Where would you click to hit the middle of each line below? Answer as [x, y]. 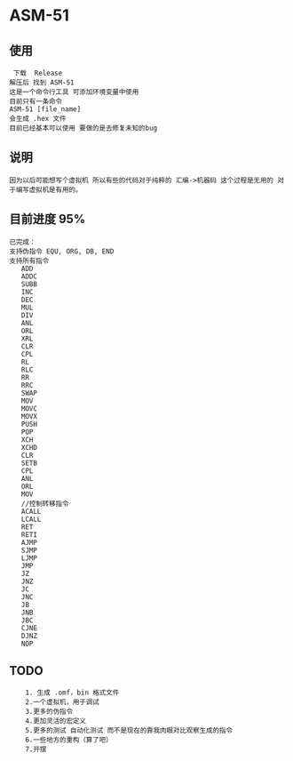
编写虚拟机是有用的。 [49, 189]
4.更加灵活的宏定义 [56, 721]
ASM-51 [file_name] [45, 109]
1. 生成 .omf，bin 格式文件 [72, 693]
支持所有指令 [29, 260]
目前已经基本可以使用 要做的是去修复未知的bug [83, 128]
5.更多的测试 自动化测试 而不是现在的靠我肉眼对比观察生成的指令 [129, 731]
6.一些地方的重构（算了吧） [69, 740]
